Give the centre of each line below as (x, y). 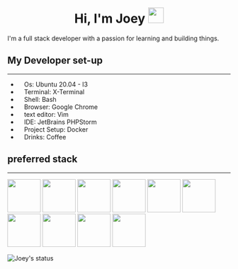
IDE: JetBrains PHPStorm (60, 122)
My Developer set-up (55, 61)
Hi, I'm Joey (110, 19)
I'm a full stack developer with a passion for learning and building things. (113, 38)
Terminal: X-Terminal (54, 91)
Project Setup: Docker (56, 129)
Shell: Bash (40, 99)
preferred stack (42, 159)
